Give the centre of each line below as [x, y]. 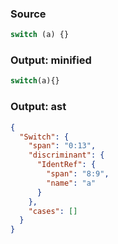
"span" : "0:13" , [62, 146]
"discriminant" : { [66, 155]
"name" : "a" [71, 183]
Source [28, 14]
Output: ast [38, 107]
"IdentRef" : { [66, 165]
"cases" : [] [53, 211]
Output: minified [51, 60]
